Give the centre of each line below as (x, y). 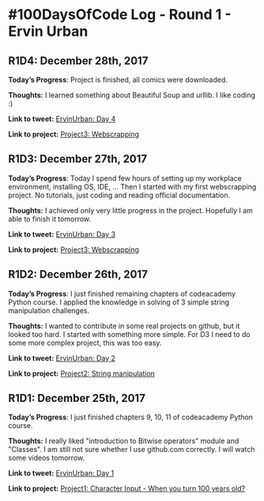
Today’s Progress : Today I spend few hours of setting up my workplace (125, 178)
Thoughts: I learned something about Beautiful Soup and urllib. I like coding (132, 95)
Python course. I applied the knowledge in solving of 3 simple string (119, 302)
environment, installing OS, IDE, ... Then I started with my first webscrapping (132, 186)
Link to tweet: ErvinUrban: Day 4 (62, 119)
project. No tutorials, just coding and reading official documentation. (119, 195)
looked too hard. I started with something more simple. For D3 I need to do (129, 334)
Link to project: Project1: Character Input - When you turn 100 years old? (127, 488)
